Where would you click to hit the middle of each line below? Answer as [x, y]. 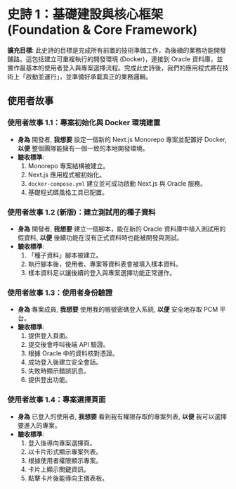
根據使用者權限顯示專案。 [65, 460]
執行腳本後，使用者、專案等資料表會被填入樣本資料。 [105, 264]
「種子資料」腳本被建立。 [65, 255]
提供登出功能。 [50, 380]
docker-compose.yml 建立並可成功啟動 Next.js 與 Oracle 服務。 [117, 183]
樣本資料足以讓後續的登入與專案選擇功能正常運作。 [102, 272]
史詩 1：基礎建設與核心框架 [85, 14]
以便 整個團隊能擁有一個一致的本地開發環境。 [83, 148]
